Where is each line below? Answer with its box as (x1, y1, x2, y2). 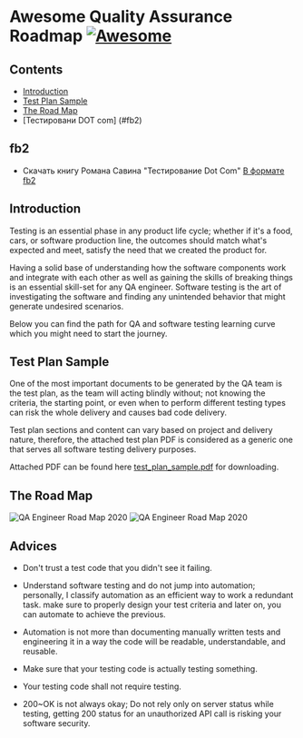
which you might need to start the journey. (9, 328, 168, 339)
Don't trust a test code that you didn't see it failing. (22, 563, 213, 574)
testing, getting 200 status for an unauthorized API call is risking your (22, 708, 282, 719)
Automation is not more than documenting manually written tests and (22, 626, 281, 637)
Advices (9, 538, 57, 554)
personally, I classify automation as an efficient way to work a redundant (22, 590, 294, 601)
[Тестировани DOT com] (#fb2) (22, 115, 142, 125)
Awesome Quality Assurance (9, 6, 233, 27)
